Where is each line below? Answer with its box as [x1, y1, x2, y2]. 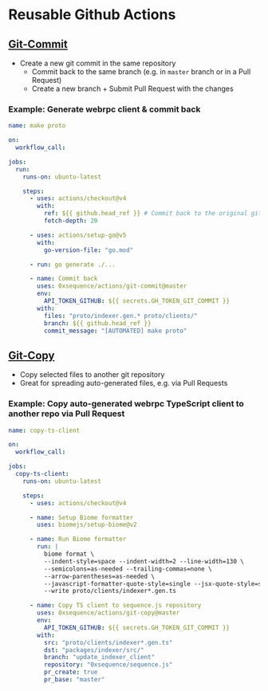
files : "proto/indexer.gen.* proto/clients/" [43, 312, 198, 320]
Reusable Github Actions [8, 6, 176, 24]
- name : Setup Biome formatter [29, 513, 134, 521]
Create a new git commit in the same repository [19, 58, 176, 68]
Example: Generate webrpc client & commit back [8, 104, 201, 115]
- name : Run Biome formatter [29, 536, 127, 544]
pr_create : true [43, 668, 98, 677]
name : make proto [8, 122, 66, 130]
